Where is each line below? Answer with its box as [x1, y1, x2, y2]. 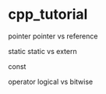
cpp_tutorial [8, 5, 88, 23]
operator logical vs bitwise [8, 77, 94, 86]
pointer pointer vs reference [8, 31, 98, 41]
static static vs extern [8, 46, 77, 56]
